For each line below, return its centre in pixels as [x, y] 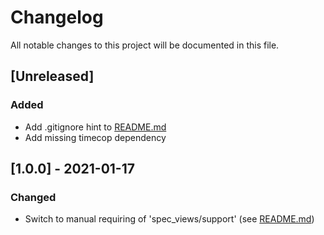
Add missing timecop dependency [95, 137]
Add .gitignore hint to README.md [95, 127]
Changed [33, 197]
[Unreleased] [52, 76]
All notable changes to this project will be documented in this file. [145, 45]
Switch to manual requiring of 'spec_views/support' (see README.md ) [169, 219]
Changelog [57, 17]
